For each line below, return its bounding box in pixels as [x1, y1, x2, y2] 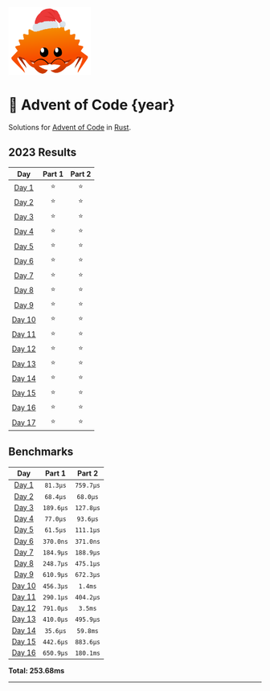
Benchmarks [8, 445, 74, 459]
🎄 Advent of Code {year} [8, 96, 175, 114]
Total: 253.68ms [8, 665, 65, 675]
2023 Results [8, 145, 77, 159]
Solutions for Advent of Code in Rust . [8, 122, 131, 132]
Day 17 [11, 417, 36, 427]
